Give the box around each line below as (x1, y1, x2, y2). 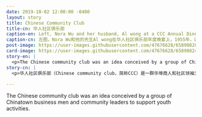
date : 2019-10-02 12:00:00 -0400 (6, 8, 90, 15)
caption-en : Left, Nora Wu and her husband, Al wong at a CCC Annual (6, 31, 185, 37)
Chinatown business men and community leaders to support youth (6, 98, 171, 106)
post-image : (6, 43, 36, 49)
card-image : (6, 48, 36, 54)
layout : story (6, 14, 42, 20)
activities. (6, 105, 30, 112)
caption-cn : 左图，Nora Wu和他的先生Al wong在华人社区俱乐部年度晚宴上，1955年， (6, 37, 195, 43)
